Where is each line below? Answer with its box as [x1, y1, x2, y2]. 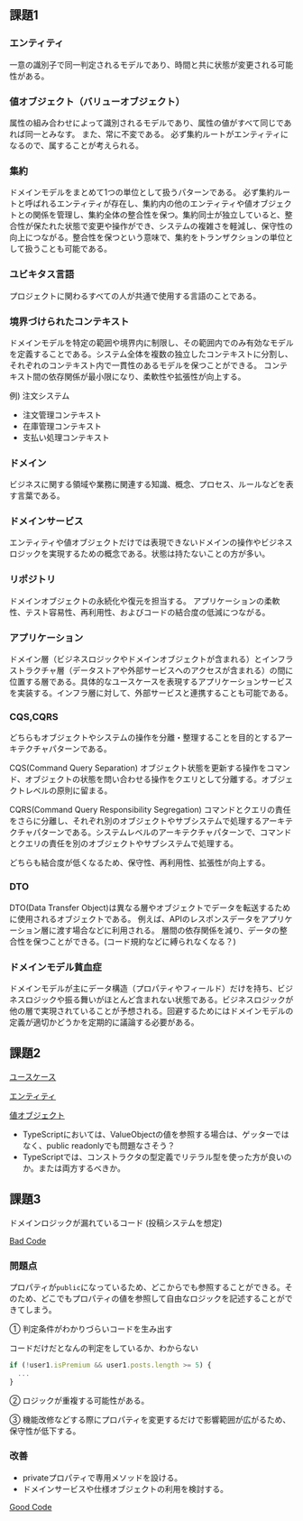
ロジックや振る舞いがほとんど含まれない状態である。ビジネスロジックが [24, 994, 294, 1005]
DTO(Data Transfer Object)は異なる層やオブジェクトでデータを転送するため [9, 902, 291, 913]
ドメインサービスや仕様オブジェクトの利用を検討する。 [22, 1483, 228, 1494]
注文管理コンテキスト [22, 409, 102, 420]
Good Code [9, 1501, 52, 1512]
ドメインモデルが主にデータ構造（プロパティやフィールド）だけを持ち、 [9, 982, 278, 993]
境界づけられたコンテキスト [9, 315, 130, 327]
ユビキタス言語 [9, 268, 75, 281]
